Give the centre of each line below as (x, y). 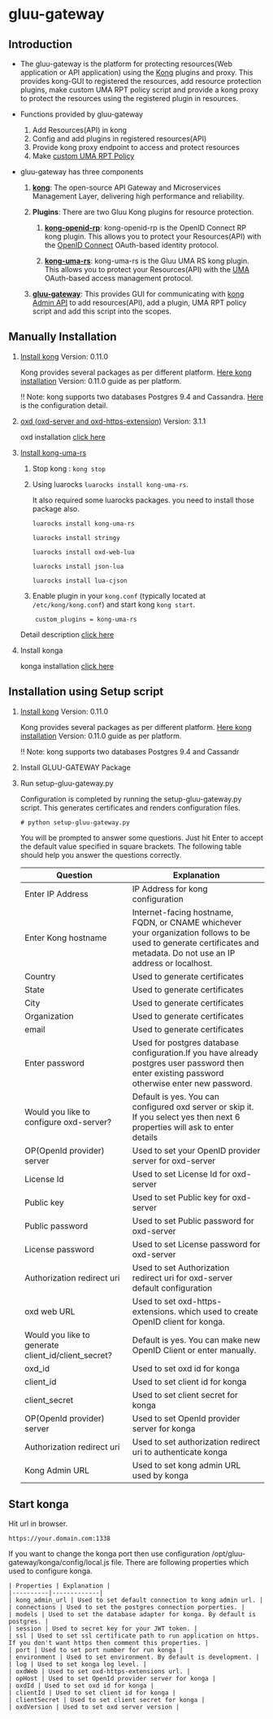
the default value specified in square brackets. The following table (131, 846)
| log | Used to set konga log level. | (78, 1664)
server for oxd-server (174, 1160)
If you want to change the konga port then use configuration (109, 1554)
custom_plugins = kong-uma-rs (86, 619)
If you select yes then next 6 (186, 1117)
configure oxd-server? (68, 1122)
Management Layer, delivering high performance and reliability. (138, 196)
